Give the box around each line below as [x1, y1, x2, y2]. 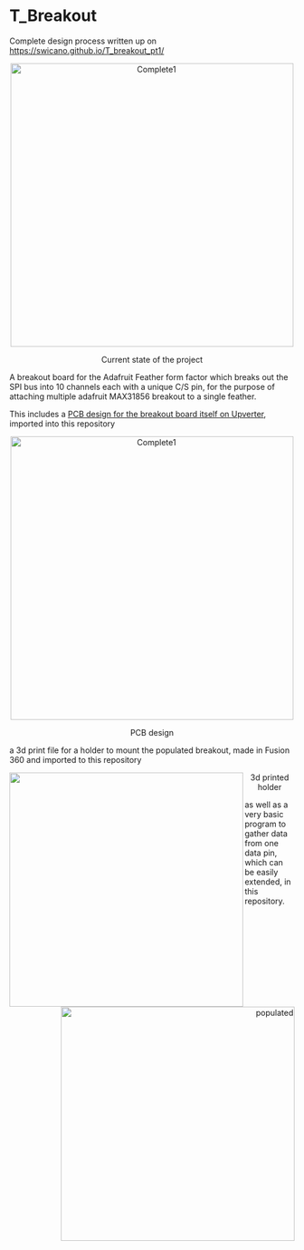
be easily [244, 866, 279, 877]
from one [244, 837, 279, 848]
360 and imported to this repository [9, 754, 142, 765]
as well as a [244, 799, 289, 810]
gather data [244, 827, 288, 839]
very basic [244, 808, 284, 819]
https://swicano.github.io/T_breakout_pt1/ [9, 44, 165, 55]
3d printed [250, 772, 290, 783]
